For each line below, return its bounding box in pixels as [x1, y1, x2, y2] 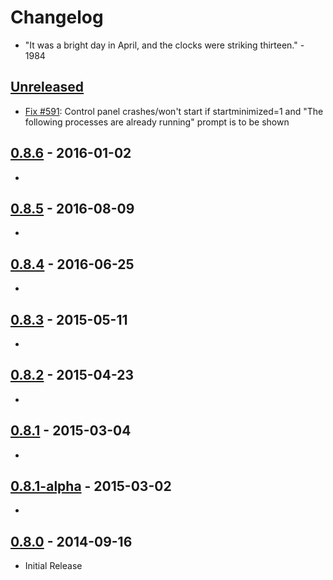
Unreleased [10, 79, 85, 96]
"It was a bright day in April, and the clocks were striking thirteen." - [24, 39, 305, 51]
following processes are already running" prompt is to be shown [24, 116, 290, 128]
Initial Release [24, 560, 83, 572]
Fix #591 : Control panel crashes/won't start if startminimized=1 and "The [24, 105, 324, 117]
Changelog [10, 6, 104, 29]
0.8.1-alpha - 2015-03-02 [10, 478, 172, 495]
